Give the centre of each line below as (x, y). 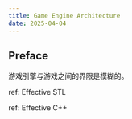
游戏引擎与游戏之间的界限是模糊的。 (68, 76)
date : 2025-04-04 (37, 23)
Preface (29, 56)
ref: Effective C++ (38, 108)
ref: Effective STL (37, 92)
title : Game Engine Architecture (64, 16)
